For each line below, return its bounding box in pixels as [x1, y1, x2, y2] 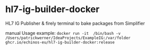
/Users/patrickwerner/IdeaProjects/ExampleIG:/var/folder [5, 35, 131, 40]
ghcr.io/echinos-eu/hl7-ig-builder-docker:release [5, 39, 115, 45]
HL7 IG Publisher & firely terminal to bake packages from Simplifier [5, 20, 145, 26]
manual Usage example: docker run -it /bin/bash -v [5, 30, 121, 36]
